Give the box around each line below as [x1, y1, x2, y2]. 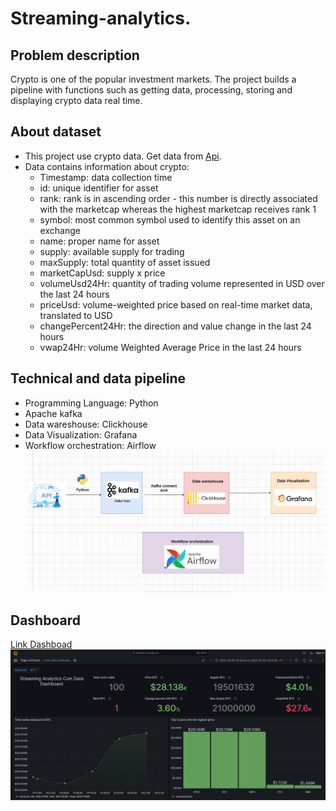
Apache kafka [24, 407, 83, 419]
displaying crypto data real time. [10, 95, 143, 106]
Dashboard [10, 612, 81, 629]
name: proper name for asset [39, 235, 160, 247]
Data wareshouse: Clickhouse [24, 418, 148, 430]
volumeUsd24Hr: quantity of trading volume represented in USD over [39, 277, 325, 289]
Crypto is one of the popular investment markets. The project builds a [10, 73, 297, 85]
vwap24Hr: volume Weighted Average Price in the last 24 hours [39, 341, 302, 353]
